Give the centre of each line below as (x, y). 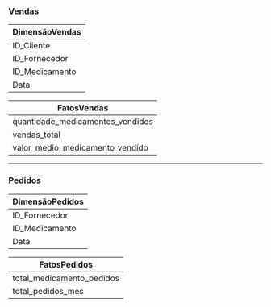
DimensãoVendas (47, 32)
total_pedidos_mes (48, 291)
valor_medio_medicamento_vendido (80, 148)
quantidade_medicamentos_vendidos (83, 122)
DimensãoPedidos (48, 201)
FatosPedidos (66, 264)
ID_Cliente (31, 46)
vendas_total (36, 135)
